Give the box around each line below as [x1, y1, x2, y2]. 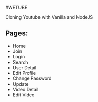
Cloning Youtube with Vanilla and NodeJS [5, 14, 93, 20]
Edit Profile [12, 70, 36, 76]
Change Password [12, 75, 52, 81]
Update [12, 80, 29, 87]
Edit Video [12, 92, 35, 98]
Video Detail [12, 86, 39, 92]
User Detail [12, 64, 37, 71]
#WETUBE [5, 5, 28, 10]
